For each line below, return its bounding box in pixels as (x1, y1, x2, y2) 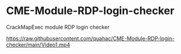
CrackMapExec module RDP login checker (6, 23, 110, 31)
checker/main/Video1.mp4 (6, 41, 70, 48)
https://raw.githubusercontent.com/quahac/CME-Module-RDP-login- (6, 35, 175, 42)
